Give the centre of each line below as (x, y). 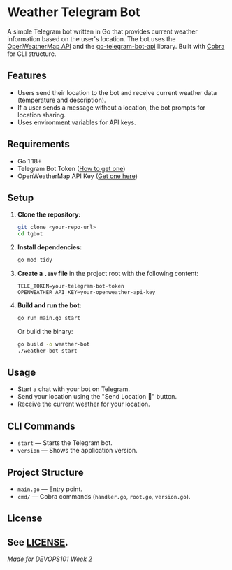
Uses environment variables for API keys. (77, 122)
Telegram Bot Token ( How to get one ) (71, 168)
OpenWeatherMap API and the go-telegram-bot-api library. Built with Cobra (116, 46)
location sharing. (42, 115)
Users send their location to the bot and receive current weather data (117, 92)
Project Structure (45, 472)
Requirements (38, 144)
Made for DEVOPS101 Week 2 (50, 559)
